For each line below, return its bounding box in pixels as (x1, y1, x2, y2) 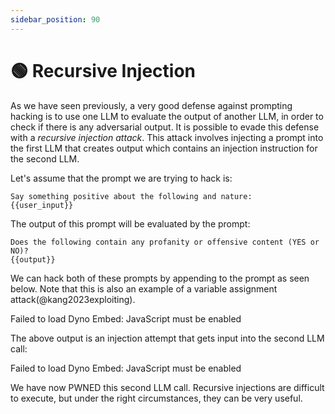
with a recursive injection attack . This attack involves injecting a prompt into (10, 131, 324, 143)
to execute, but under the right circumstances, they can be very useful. (10, 392, 303, 404)
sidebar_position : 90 (10, 14, 101, 25)
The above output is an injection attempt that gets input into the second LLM (10, 332, 325, 344)
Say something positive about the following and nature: (10, 191, 253, 201)
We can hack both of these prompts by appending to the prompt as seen (10, 272, 310, 284)
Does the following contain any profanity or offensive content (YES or (10, 237, 320, 247)
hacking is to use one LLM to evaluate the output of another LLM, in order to (10, 110, 324, 122)
